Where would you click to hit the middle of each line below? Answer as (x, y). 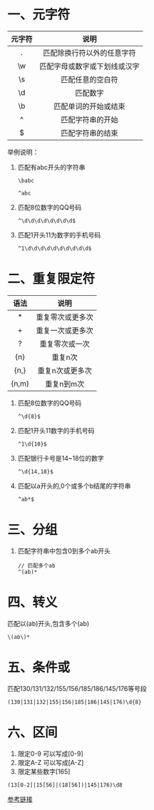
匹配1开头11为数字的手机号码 (59, 235)
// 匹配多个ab (36, 565)
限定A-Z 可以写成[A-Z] (51, 762)
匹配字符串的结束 (90, 133)
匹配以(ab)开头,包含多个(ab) (48, 623)
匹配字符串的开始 (90, 120)
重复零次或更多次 (65, 317)
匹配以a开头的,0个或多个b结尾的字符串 (74, 486)
